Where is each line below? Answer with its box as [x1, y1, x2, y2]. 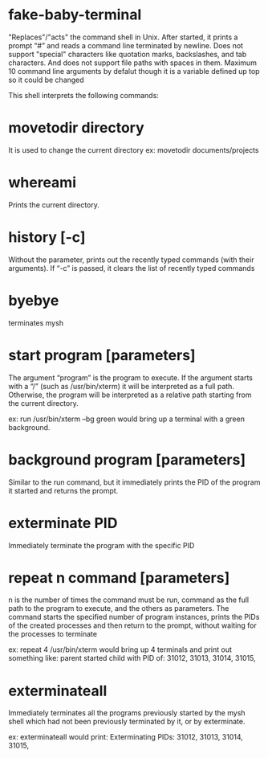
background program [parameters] [8, 450, 246, 469]
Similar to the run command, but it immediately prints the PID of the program [8, 477, 261, 487]
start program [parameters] [8, 346, 196, 364]
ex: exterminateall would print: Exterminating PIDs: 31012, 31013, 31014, [8, 732, 243, 742]
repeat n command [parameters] [8, 568, 230, 587]
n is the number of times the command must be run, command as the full [8, 595, 250, 604]
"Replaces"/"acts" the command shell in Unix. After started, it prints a [8, 32, 238, 42]
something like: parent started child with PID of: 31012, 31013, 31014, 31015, [8, 654, 256, 663]
